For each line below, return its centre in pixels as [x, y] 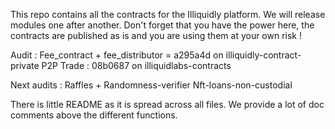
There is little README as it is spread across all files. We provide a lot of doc [167, 104]
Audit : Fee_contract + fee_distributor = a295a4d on [117, 55]
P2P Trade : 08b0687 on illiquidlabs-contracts [136, 65]
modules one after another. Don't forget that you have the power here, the [162, 25]
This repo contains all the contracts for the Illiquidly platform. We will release [168, 14]
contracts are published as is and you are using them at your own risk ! [156, 35]
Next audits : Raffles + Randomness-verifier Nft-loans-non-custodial [151, 85]
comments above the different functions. [94, 115]
